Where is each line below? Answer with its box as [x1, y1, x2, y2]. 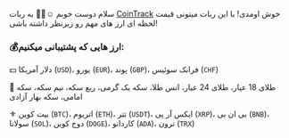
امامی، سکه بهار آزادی [9, 92, 83, 102]
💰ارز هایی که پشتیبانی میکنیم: [9, 40, 125, 53]
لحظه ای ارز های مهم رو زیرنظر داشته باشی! [9, 18, 159, 28]
